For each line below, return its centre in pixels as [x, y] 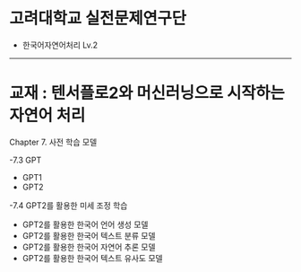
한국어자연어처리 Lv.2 [60, 45]
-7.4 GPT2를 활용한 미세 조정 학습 [69, 205]
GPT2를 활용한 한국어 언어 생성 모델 [85, 224]
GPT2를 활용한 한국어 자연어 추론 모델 [89, 247]
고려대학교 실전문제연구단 [98, 18]
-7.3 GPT [26, 160]
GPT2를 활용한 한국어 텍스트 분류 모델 [89, 235]
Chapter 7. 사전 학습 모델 [53, 142]
